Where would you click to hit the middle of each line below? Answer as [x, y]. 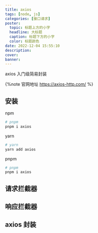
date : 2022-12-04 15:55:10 [32, 46]
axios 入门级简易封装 [26, 74]
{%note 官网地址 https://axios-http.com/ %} [49, 84]
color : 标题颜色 [25, 41]
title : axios [18, 10]
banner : [13, 59]
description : [18, 50]
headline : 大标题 [26, 32]
